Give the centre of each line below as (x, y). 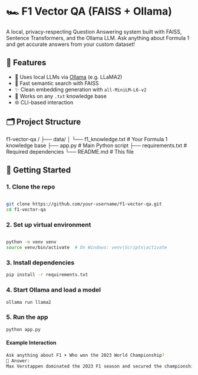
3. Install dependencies (40, 263)
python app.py (24, 329)
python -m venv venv (32, 242)
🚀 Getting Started (39, 170)
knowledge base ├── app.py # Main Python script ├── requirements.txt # (97, 145)
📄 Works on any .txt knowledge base (61, 96)
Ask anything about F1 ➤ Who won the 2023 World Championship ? (85, 355)
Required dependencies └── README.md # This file (70, 151)
